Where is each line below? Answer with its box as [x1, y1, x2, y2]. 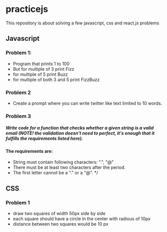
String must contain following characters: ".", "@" [12, 159, 114, 165]
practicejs [5, 3, 48, 15]
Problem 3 [5, 113, 31, 119]
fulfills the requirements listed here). [5, 135, 83, 141]
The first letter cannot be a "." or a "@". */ [12, 170, 99, 176]
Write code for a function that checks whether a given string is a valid [5, 125, 154, 131]
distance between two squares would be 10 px [12, 221, 109, 227]
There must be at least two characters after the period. [12, 164, 126, 170]
